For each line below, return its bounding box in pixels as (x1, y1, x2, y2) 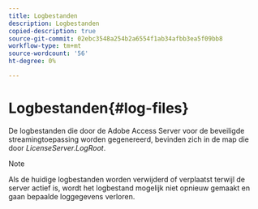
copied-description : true (8, 27, 96, 35)
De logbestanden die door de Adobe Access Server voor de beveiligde (8, 126, 245, 135)
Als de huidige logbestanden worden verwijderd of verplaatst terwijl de (8, 174, 246, 184)
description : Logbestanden (8, 19, 100, 28)
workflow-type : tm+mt (8, 42, 82, 50)
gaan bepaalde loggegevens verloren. (8, 191, 135, 201)
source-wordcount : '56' (8, 49, 89, 58)
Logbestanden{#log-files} (8, 99, 189, 117)
